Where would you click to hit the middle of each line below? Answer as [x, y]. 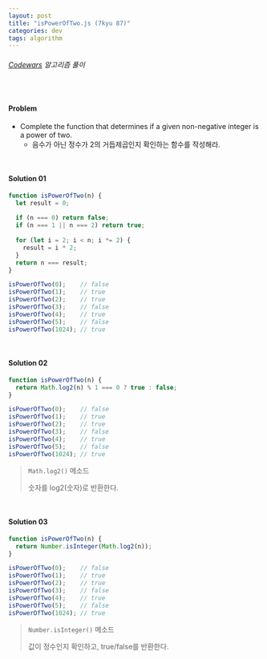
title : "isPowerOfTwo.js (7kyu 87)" [69, 23]
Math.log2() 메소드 [59, 471]
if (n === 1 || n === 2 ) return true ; [81, 225]
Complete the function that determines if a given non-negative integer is [139, 126]
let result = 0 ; [42, 203]
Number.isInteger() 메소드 [71, 629]
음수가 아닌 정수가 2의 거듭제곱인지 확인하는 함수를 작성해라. [126, 144]
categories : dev [35, 30]
